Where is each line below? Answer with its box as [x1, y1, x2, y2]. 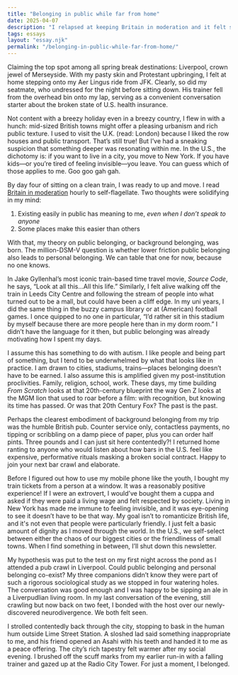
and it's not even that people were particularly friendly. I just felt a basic [7, 519, 217, 528]
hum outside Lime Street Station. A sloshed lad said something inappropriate [7, 630, 231, 638]
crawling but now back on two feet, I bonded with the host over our [7, 601, 204, 609]
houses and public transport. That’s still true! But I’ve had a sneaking [7, 137, 208, 145]
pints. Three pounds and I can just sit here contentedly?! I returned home [7, 437, 220, 446]
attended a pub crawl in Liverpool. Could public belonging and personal [7, 563, 216, 571]
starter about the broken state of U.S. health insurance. [7, 101, 169, 108]
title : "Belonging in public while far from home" [7, 10, 160, 18]
